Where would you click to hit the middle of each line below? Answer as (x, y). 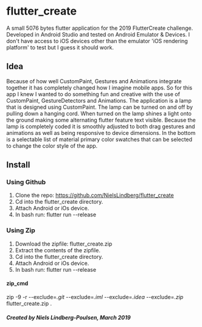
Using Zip (21, 230)
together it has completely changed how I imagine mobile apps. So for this (99, 88)
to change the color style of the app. (52, 146)
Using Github (26, 182)
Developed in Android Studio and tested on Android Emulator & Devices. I (98, 34)
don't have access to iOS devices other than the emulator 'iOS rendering (97, 41)
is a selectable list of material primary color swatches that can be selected (99, 139)
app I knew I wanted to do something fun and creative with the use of (93, 94)
